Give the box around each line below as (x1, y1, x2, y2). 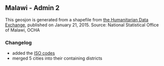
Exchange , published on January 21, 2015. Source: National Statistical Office (5, 22, 159, 28)
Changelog (5, 39, 32, 46)
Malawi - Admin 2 (5, 4, 60, 12)
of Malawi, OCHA (5, 27, 40, 33)
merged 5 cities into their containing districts (12, 55, 103, 61)
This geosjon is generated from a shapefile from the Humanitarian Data (5, 16, 148, 22)
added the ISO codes (12, 50, 55, 56)
